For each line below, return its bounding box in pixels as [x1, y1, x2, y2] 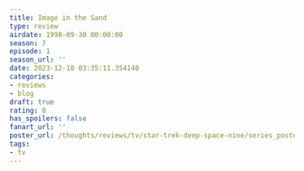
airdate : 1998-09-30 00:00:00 [9, 30, 124, 39]
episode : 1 [9, 47, 51, 56]
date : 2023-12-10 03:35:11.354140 [9, 64, 140, 73]
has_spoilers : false [9, 114, 88, 123]
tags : [9, 139, 30, 148]
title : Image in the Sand [9, 13, 107, 23]
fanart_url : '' [9, 123, 67, 132]
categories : [9, 72, 54, 81]
